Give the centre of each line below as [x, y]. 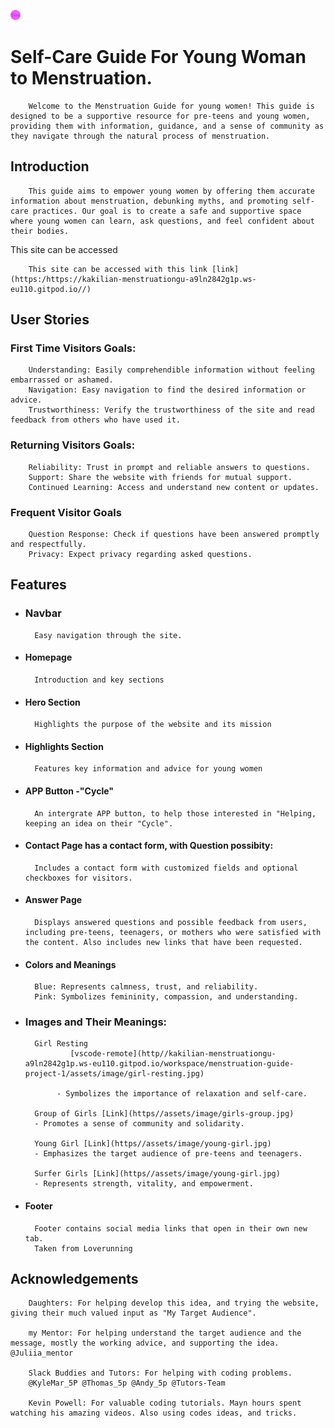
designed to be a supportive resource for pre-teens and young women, [160, 116]
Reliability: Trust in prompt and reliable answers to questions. [169, 467]
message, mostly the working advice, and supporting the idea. [145, 1343]
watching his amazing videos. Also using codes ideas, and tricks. [154, 1413]
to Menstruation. [81, 78]
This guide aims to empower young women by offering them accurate [171, 191]
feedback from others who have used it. [96, 420]
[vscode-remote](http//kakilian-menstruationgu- [173, 1054]
